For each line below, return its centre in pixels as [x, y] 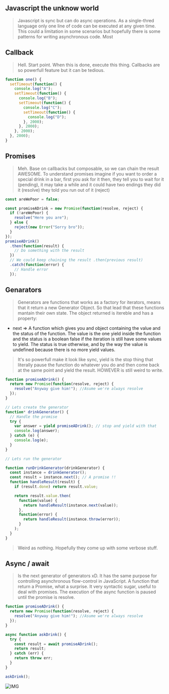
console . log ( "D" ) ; [47, 117]
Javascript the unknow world [52, 8]
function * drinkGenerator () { [37, 412]
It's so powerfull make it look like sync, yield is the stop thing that [85, 359]
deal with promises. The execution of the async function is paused [87, 592]
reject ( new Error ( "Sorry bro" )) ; [49, 227]
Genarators [23, 290]
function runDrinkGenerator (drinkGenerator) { [55, 468]
